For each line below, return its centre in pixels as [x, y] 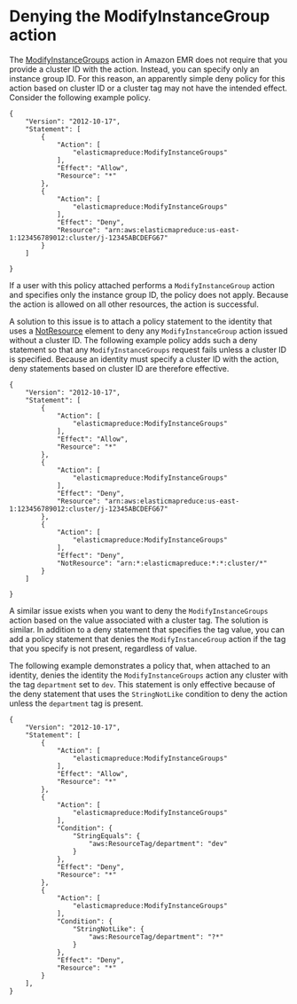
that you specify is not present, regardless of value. [103, 648]
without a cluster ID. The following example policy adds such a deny [133, 340]
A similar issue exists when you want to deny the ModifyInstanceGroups [139, 610]
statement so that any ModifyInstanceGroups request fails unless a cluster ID [148, 349]
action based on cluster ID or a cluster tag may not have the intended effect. [148, 88]
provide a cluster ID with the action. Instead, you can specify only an [134, 69]
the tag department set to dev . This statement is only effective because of [142, 684]
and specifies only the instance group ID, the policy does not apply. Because [149, 294]
